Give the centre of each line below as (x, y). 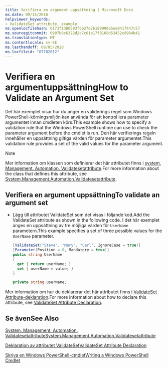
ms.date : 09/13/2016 (27, 15)
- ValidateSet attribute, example (41, 24)
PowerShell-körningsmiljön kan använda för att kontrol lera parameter (77, 117)
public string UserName (37, 255)
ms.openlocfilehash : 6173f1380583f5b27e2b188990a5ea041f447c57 (73, 29)
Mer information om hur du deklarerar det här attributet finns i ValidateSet (81, 292)
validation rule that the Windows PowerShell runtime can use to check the (81, 128)
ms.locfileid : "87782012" (32, 52)
